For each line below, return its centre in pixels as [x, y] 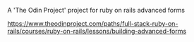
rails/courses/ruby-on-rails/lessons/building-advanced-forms [97, 31]
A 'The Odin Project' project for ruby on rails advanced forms [96, 10]
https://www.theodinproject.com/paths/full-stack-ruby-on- [93, 23]
